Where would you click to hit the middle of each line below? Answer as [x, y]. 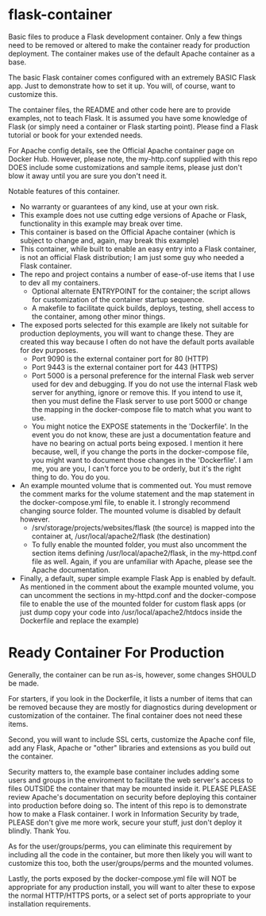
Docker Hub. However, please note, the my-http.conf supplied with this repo [133, 159]
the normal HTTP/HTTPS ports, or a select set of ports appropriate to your [130, 895]
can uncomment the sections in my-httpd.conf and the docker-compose [138, 595]
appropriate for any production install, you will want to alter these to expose [132, 887]
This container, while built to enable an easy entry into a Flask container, [138, 249]
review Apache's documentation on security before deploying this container [133, 797]
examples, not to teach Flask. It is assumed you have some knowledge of [128, 118]
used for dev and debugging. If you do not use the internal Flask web [145, 384]
